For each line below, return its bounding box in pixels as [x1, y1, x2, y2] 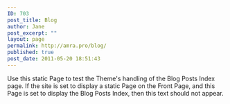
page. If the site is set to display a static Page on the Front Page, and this [7, 81, 215, 90]
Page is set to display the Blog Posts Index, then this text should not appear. [7, 89, 224, 97]
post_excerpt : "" [7, 29, 57, 37]
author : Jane [7, 23, 45, 30]
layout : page [7, 36, 45, 43]
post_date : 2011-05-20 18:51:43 [7, 55, 100, 62]
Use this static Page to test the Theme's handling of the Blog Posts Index [7, 74, 215, 83]
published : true [7, 49, 54, 56]
